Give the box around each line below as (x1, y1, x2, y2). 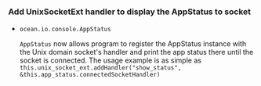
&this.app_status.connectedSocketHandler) (19, 71, 161, 79)
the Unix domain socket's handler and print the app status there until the (19, 48, 254, 57)
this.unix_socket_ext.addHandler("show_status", (19, 64, 182, 72)
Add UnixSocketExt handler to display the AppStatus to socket (8, 6, 252, 17)
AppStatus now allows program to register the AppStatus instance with (19, 39, 247, 48)
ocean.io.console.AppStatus (19, 26, 111, 34)
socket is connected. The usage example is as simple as (19, 56, 202, 65)
